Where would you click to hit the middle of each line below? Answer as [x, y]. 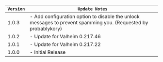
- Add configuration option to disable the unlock [85, 16]
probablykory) [46, 29]
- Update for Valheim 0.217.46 [65, 37]
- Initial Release [48, 52]
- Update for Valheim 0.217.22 [65, 44]
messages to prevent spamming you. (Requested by [89, 23]
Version [16, 9]
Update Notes [92, 9]
